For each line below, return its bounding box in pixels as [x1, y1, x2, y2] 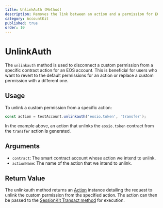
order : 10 [5, 25, 25, 30]
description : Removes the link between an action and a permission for [5, 12, 153, 17]
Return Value [5, 174, 45, 182]
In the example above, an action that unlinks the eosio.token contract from [5, 122, 154, 129]
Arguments [5, 142, 40, 151]
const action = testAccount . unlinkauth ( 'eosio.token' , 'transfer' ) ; [5, 114, 147, 119]
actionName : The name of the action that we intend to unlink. [12, 160, 132, 166]
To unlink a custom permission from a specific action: [5, 104, 112, 110]
